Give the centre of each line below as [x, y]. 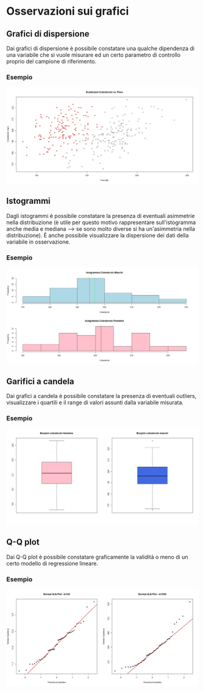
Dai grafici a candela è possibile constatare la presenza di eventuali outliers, [101, 396]
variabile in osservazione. [38, 242]
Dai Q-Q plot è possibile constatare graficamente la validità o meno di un [97, 557]
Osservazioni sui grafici [67, 11]
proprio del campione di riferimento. [51, 61]
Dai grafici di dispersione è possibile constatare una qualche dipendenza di [100, 48]
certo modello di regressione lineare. [52, 563]
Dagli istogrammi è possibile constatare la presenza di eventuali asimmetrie [101, 215]
